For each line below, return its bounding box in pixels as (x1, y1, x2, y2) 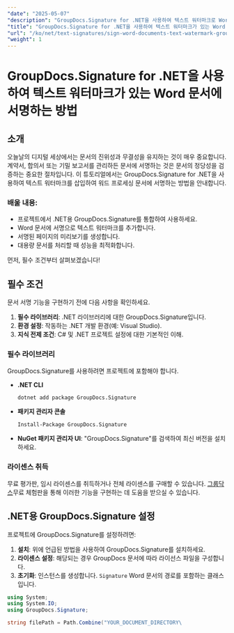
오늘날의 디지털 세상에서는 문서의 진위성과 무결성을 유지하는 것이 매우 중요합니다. (7, 153, 227, 161)
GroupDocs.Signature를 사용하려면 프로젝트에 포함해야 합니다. (7, 366, 179, 375)
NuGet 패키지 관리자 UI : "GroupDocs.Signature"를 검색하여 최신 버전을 (17, 435, 213, 443)
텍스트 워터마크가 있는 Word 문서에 (32, 86, 222, 102)
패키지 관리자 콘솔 (17, 407, 66, 416)
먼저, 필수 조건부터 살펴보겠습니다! (7, 256, 101, 265)
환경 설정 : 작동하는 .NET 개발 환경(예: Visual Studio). (17, 322, 162, 330)
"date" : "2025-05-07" (7, 10, 70, 17)
